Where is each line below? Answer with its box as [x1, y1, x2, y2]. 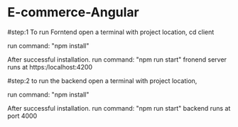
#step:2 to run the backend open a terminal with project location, [7, 76, 198, 85]
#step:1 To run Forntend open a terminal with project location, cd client [7, 28, 215, 36]
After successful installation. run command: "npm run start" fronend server [7, 55, 227, 64]
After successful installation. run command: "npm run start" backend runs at [7, 104, 231, 112]
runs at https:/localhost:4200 [7, 62, 93, 71]
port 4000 [7, 111, 38, 120]
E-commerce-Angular [7, 4, 140, 21]
